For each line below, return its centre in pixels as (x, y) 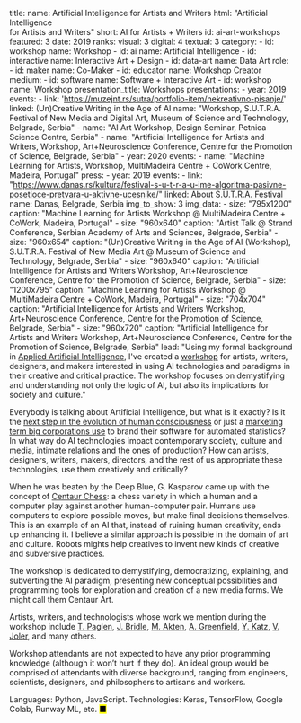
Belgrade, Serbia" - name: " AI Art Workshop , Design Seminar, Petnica (138, 128)
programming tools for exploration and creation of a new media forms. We (146, 590)
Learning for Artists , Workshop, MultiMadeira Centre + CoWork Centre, (141, 166)
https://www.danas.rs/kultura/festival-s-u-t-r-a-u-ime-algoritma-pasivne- (150, 185)
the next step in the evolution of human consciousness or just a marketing (146, 422)
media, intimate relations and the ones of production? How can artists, (139, 450)
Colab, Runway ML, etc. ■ (58, 709)
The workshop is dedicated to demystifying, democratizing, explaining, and (149, 571)
